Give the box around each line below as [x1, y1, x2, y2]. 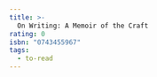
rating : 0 [9, 29, 46, 38]
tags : [9, 46, 29, 55]
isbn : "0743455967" [9, 37, 82, 47]
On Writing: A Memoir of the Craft [17, 21, 149, 30]
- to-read [17, 54, 53, 63]
